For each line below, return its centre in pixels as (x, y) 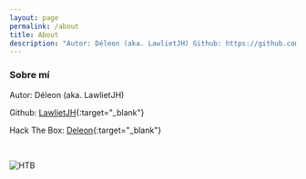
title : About (34, 35)
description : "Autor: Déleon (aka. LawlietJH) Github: (116, 43)
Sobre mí (30, 75)
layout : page (34, 18)
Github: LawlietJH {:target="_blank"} (77, 112)
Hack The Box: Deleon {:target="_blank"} (86, 130)
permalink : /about (44, 26)
